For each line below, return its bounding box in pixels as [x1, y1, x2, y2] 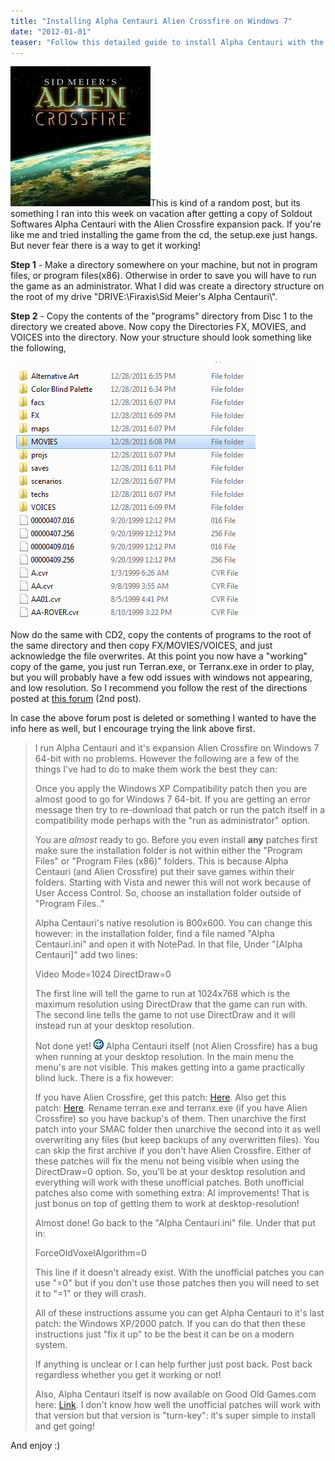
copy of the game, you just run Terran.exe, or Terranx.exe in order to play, [10, 661, 315, 673]
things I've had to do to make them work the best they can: [34, 763, 278, 775]
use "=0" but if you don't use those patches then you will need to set [34, 1277, 319, 1289]
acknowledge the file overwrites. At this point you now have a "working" [10, 650, 308, 662]
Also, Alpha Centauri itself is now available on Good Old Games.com [34, 1388, 317, 1400]
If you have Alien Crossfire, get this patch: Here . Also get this [34, 1091, 287, 1104]
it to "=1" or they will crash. [34, 1288, 147, 1300]
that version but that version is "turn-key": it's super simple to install [34, 1410, 316, 1422]
